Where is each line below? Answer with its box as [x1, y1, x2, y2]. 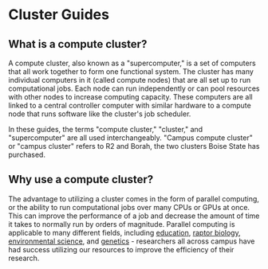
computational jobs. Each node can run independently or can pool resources [8, 84, 260, 93]
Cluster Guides [8, 6, 110, 24]
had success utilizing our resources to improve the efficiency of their [8, 244, 235, 254]
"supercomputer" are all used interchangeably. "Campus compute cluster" [8, 133, 253, 142]
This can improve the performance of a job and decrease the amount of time [8, 211, 260, 220]
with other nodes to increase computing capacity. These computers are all [8, 92, 253, 101]
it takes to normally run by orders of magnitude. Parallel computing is [8, 219, 235, 228]
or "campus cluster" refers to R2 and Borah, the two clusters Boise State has [8, 142, 260, 150]
